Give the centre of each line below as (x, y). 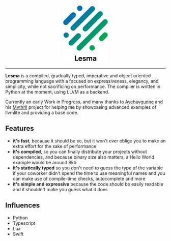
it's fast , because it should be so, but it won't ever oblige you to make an (89, 141)
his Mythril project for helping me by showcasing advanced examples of (81, 107)
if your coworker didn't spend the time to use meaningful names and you (89, 173)
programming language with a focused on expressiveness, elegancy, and (82, 81)
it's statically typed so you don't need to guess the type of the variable (88, 168)
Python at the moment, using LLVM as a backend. (57, 92)
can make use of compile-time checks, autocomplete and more (79, 178)
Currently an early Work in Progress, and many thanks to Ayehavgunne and (84, 102)
